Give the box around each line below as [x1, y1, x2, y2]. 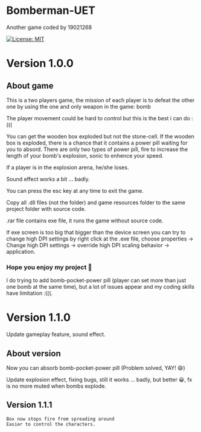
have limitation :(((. [6, 289, 53, 297]
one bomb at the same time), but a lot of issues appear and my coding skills [6, 283, 195, 291]
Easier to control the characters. [6, 421, 96, 427]
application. [6, 248, 36, 255]
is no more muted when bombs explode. [6, 382, 107, 390]
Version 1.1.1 [6, 400, 53, 410]
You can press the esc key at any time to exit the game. [6, 187, 144, 194]
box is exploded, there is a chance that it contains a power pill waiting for [6, 139, 188, 146]
